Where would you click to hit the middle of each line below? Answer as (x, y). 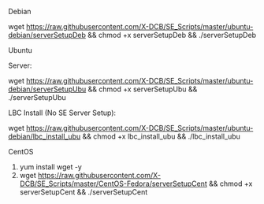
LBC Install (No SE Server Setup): (62, 113)
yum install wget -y (51, 167)
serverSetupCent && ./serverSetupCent (84, 192)
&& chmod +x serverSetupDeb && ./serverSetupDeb (172, 35)
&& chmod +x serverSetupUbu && (143, 89)
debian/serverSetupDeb (47, 35)
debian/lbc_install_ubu (45, 136)
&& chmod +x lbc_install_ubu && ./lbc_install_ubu (161, 136)
